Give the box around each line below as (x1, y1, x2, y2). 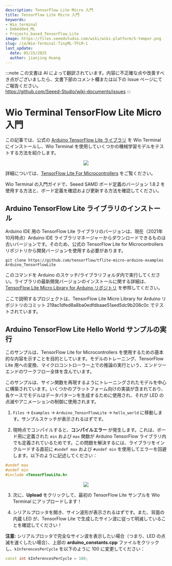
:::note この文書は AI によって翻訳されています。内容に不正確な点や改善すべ (5, 70, 165, 76)
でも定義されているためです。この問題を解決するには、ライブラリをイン (12, 439, 165, 445)
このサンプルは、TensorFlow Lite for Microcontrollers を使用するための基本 (5, 349, 164, 355)
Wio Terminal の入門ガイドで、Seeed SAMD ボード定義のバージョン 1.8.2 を (5, 181, 165, 187)
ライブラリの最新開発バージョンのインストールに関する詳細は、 (14, 278, 149, 285)
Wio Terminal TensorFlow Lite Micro (5, 106, 162, 118)
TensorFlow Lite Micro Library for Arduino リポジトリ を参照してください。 (5, 285, 163, 291)
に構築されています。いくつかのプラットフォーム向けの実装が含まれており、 (5, 385, 166, 392)
